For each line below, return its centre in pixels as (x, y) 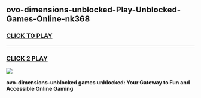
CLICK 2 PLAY (27, 58)
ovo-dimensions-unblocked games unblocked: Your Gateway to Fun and (98, 82)
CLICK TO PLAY (29, 36)
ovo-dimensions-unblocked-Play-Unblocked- (94, 10)
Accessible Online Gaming (40, 88)
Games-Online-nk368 (48, 19)
